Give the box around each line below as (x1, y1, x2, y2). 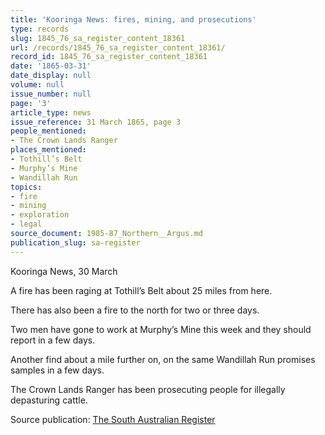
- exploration (10, 210, 70, 220)
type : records (10, 24, 70, 34)
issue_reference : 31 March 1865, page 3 (10, 117, 182, 127)
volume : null (10, 80, 65, 90)
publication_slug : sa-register (10, 237, 141, 248)
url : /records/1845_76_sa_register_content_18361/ (10, 42, 226, 53)
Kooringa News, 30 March (10, 265, 118, 277)
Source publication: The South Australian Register (10, 413, 216, 425)
